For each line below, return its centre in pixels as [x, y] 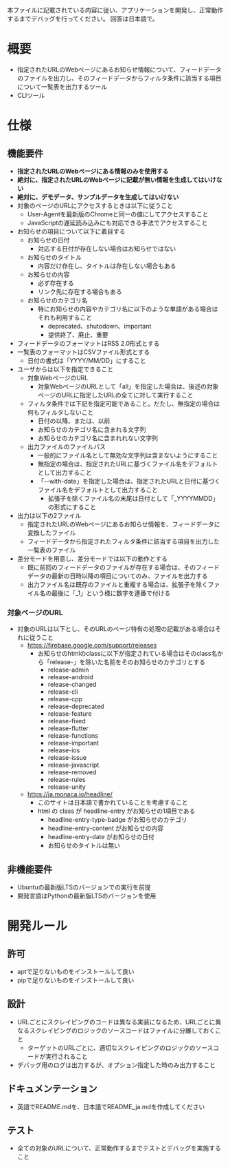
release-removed [72, 772]
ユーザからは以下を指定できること [65, 369]
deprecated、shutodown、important [100, 326]
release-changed [72, 685]
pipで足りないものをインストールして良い [76, 980]
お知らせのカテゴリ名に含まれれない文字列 [98, 438]
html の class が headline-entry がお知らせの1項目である [116, 811]
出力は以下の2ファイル [49, 515]
